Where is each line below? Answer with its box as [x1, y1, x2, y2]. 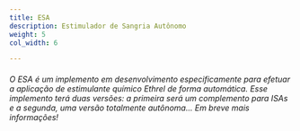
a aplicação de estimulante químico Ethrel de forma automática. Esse [9, 83, 268, 94]
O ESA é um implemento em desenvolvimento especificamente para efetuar [9, 74, 290, 84]
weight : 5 [9, 30, 47, 39]
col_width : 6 [9, 38, 58, 48]
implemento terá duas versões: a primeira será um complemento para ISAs [9, 92, 288, 103]
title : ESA [9, 13, 50, 22]
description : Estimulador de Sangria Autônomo [9, 22, 187, 31]
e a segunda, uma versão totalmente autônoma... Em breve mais [9, 102, 250, 113]
